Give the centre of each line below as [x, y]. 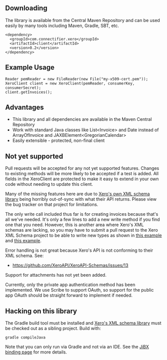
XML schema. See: [24, 256]
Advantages [24, 108]
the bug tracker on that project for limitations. [52, 205]
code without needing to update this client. [49, 184]
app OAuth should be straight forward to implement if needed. [69, 295]
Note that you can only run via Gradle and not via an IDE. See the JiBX [77, 347]
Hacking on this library [41, 311]
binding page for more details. [36, 352]
